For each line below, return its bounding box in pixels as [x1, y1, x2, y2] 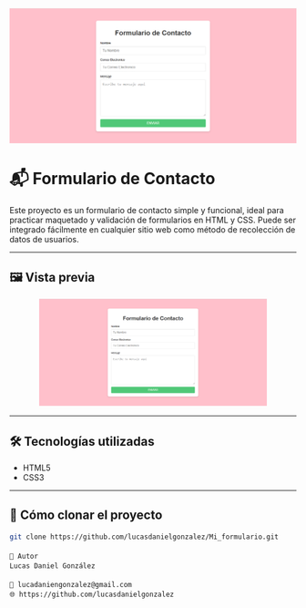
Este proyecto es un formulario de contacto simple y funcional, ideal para [9, 204, 284, 215]
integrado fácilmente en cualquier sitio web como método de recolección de [9, 223, 296, 235]
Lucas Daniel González [9, 561, 96, 571]
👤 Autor [9, 551, 39, 561]
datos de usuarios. [9, 233, 79, 244]
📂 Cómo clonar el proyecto [9, 507, 163, 522]
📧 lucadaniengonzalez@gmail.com [9, 581, 132, 590]
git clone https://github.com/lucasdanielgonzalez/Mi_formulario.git [9, 532, 280, 541]
